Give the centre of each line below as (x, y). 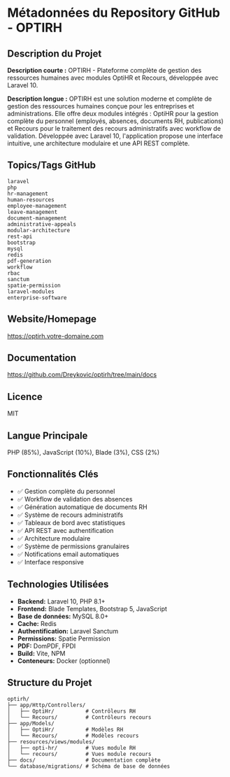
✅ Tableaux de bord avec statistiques (71, 522)
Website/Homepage (52, 319)
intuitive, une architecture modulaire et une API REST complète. (99, 143)
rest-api (20, 236)
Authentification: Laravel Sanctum (68, 631)
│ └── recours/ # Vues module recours (79, 754)
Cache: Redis (37, 623)
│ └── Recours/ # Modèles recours (73, 736)
